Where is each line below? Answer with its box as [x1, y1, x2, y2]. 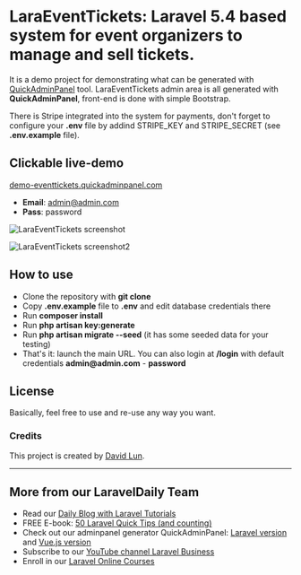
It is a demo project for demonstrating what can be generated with [9, 74, 254, 84]
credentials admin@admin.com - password [21, 357, 186, 369]
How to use [9, 267, 73, 283]
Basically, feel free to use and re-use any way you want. [9, 407, 217, 418]
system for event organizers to [9, 25, 244, 46]
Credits [9, 430, 42, 442]
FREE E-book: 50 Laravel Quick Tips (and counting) [21, 518, 212, 528]
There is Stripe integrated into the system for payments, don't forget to [9, 110, 271, 121]
